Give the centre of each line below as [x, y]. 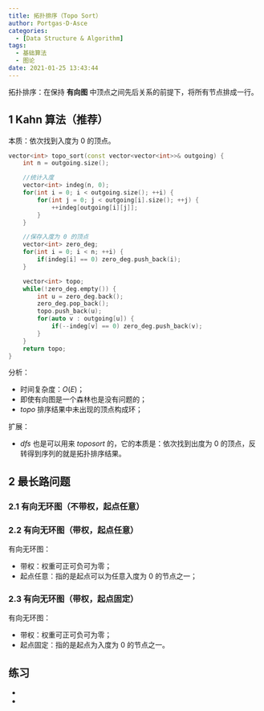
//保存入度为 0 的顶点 [56, 237]
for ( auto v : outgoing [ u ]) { [86, 319]
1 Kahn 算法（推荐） [58, 120]
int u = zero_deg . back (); [81, 296]
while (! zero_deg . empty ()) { [69, 289]
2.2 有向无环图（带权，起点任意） [73, 529]
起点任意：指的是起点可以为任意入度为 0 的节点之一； [109, 576]
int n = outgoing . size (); [66, 163]
